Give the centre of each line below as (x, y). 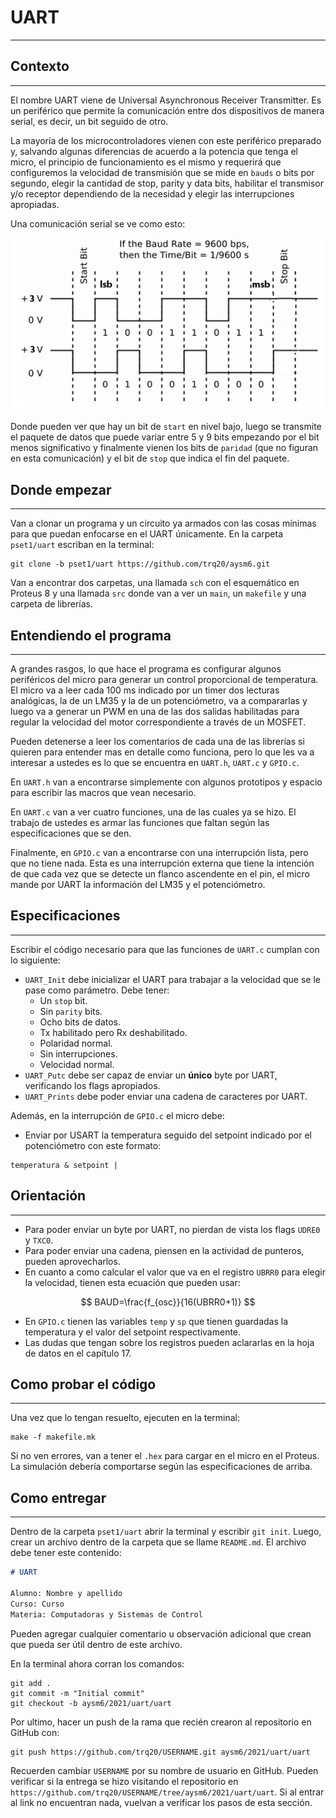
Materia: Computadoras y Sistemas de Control (106, 1614)
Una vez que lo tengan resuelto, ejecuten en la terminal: (125, 1418)
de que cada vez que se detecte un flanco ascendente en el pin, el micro (160, 874)
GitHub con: (35, 1732)
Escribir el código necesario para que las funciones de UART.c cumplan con (165, 949)
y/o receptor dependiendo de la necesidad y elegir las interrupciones (152, 193)
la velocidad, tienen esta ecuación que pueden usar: (132, 1282)
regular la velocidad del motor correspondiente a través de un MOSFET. (158, 722)
